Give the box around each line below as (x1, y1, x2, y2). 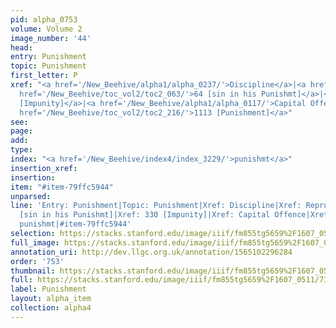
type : (10, 145, 33, 155)
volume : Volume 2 (10, 24, 83, 34)
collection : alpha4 (10, 303, 92, 313)
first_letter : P (10, 71, 78, 81)
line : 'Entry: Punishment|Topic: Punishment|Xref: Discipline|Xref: (10, 201, 302, 211)
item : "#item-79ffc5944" (10, 182, 114, 192)
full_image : (10, 237, 60, 248)
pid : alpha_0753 (10, 14, 78, 25)
